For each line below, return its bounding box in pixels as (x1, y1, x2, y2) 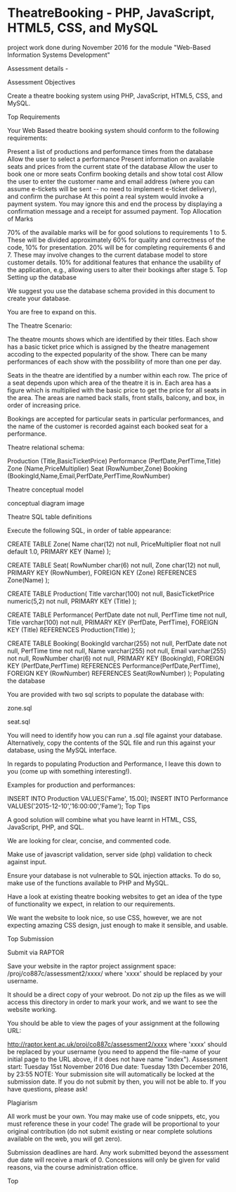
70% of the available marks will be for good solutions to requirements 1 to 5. (7, 228, 227, 236)
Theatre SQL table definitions (7, 512, 93, 521)
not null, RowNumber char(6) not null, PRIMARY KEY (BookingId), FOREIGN (7, 654, 225, 662)
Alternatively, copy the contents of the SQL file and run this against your (7, 738, 216, 747)
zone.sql (7, 703, 32, 712)
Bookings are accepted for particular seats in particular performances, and (7, 414, 224, 423)
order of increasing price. (7, 401, 81, 409)
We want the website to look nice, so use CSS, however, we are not (7, 913, 202, 922)
